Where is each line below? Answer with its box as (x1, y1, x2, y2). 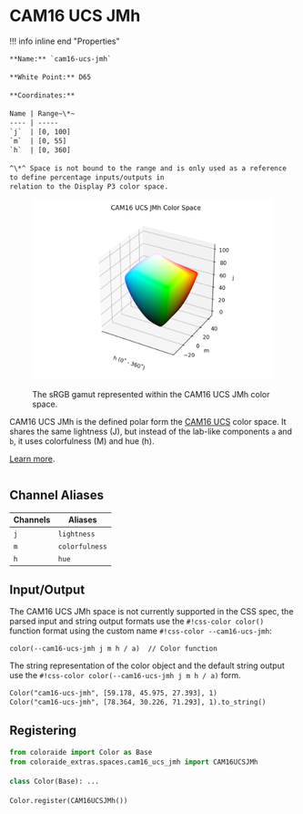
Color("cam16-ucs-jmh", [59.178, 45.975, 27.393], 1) (9, 689, 218, 698)
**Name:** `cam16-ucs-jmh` (9, 54, 112, 64)
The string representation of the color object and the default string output (9, 660, 285, 671)
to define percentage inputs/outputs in (9, 172, 166, 182)
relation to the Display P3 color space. (9, 181, 169, 191)
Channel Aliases (9, 488, 105, 503)
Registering (9, 722, 77, 738)
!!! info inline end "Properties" (9, 36, 120, 46)
